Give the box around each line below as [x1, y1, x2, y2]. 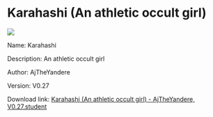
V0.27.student [7, 102, 47, 111]
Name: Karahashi [7, 40, 57, 49]
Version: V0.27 [7, 81, 50, 90]
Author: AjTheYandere [7, 68, 71, 76]
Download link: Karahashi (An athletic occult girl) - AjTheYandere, [7, 95, 195, 103]
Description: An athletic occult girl [7, 54, 105, 63]
